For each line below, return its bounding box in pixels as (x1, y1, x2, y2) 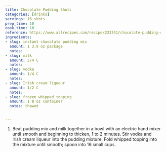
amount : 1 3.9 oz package (9, 44, 63, 49)
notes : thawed (9, 104, 39, 109)
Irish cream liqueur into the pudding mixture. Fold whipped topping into (12, 136, 157, 142)
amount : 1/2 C (9, 85, 39, 90)
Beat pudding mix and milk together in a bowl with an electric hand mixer (12, 126, 161, 131)
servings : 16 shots (5, 16, 45, 21)
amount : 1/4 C (9, 72, 39, 76)
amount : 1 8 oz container (9, 99, 63, 104)
